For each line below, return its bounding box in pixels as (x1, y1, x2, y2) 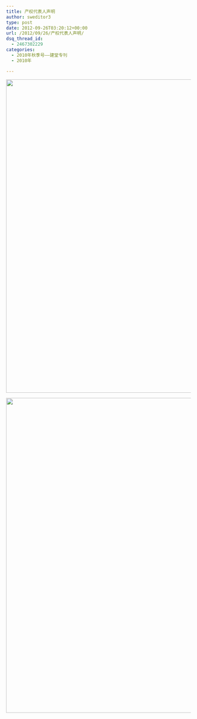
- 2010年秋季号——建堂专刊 (11, 52, 67, 58)
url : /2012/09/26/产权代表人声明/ (6, 30, 84, 36)
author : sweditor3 (6, 14, 51, 20)
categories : (6, 47, 35, 53)
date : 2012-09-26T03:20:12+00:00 (6, 25, 88, 31)
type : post (6, 19, 33, 25)
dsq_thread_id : (6, 36, 43, 42)
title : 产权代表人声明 (6, 8, 56, 15)
